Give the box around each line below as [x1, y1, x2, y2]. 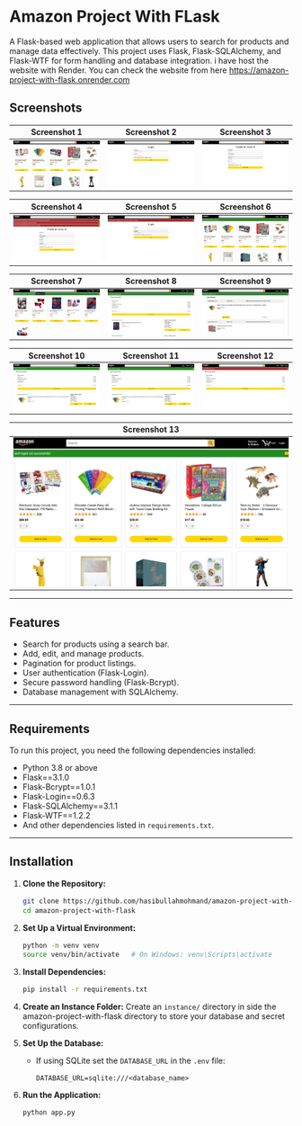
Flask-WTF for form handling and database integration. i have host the [9, 55, 270, 66]
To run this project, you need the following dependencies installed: [9, 745, 256, 755]
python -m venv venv [22, 941, 100, 950]
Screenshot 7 [31, 276, 83, 287]
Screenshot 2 [125, 127, 177, 138]
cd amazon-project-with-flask [22, 906, 137, 915]
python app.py [22, 1108, 75, 1117]
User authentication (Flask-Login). [22, 667, 150, 678]
